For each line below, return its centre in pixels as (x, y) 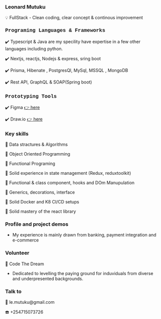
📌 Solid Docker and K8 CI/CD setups (42, 202)
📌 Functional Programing (30, 163)
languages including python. (34, 48)
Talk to (13, 291)
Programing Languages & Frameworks (55, 31)
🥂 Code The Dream (25, 264)
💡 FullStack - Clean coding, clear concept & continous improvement (74, 18)
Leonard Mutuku (25, 7)
